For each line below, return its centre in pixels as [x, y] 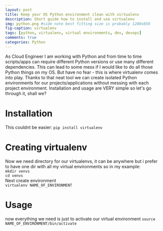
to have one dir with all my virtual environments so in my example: [73, 166]
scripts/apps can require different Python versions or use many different [79, 61]
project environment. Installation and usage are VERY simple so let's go [79, 88]
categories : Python [25, 42]
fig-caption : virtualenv [31, 28]
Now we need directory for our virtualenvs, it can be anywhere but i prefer [81, 161]
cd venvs [14, 175]
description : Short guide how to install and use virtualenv [70, 19]
